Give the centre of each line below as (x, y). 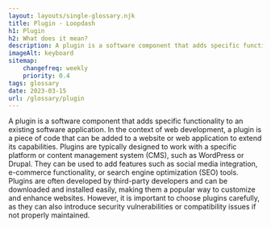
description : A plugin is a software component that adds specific (124, 46)
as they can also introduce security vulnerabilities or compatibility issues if (132, 207)
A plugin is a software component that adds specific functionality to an (126, 121)
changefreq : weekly (56, 68)
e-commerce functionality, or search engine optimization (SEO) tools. (124, 172)
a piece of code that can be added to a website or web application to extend (135, 139)
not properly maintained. (49, 215)
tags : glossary (34, 83)
